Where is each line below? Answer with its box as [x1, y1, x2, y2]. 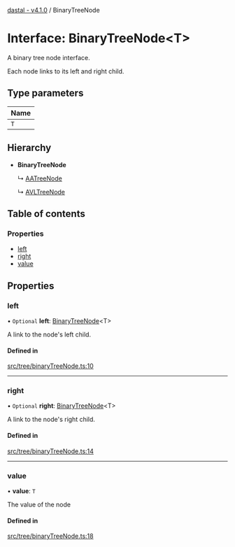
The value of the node [7, 500, 71, 509]
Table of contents [7, 208, 85, 220]
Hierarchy [7, 142, 52, 154]
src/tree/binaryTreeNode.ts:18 [7, 532, 94, 541]
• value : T [7, 486, 36, 495]
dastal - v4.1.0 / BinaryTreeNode [7, 6, 100, 14]
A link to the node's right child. [7, 415, 96, 424]
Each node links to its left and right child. [7, 66, 124, 76]
